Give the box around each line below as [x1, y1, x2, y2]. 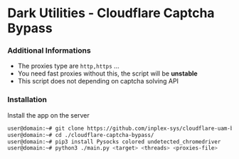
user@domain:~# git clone [7, 125, 84, 132]
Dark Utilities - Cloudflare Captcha [7, 5, 215, 21]
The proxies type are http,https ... [17, 62, 119, 71]
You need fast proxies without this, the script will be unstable [17, 69, 198, 78]
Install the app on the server [7, 111, 90, 119]
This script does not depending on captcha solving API [17, 77, 179, 86]
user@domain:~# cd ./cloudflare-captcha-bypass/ [7, 131, 154, 138]
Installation [7, 95, 48, 105]
